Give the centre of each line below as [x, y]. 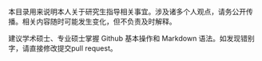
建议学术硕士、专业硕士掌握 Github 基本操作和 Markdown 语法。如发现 [125, 38]
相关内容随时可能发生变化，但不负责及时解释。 [99, 21]
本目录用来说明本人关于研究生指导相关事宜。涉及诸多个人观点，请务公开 [127, 11]
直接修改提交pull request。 [73, 48]
